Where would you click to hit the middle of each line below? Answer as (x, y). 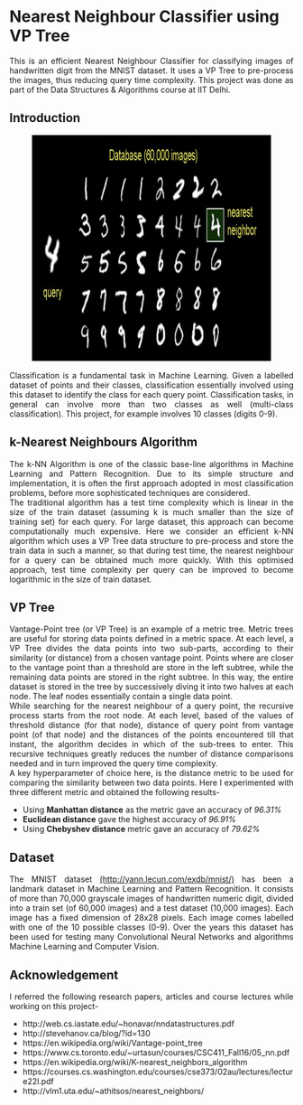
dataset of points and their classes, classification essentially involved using (151, 385)
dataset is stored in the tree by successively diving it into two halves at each (151, 687)
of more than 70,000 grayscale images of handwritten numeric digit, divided (151, 899)
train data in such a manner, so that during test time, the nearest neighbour (151, 550)
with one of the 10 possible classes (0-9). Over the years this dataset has (151, 927)
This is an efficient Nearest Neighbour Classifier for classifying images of (151, 61)
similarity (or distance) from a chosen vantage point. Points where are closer (151, 658)
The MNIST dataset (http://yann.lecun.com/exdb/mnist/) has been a (151, 879)
